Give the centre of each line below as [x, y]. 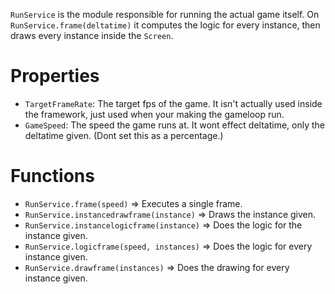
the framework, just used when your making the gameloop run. [154, 114]
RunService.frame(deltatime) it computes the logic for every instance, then [165, 25]
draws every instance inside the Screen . [92, 35]
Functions [52, 176]
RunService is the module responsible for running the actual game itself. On [165, 14]
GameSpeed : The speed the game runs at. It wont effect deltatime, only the [175, 125]
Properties [55, 76]
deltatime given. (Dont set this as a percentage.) [124, 135]
